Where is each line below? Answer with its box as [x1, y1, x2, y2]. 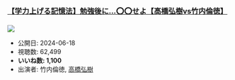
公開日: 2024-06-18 [17, 39, 76, 47]
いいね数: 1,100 [17, 56, 62, 65]
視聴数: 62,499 [17, 48, 62, 56]
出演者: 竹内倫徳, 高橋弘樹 [17, 65, 93, 74]
